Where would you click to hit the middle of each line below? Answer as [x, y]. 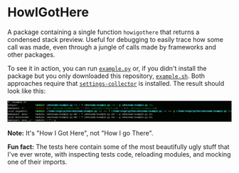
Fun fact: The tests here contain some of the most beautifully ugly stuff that [118, 147]
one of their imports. [37, 162]
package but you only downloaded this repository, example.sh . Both [106, 76]
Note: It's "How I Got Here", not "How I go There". [80, 133]
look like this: [27, 91]
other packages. [31, 55]
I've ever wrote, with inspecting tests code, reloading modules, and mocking [119, 155]
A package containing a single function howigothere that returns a [103, 32]
